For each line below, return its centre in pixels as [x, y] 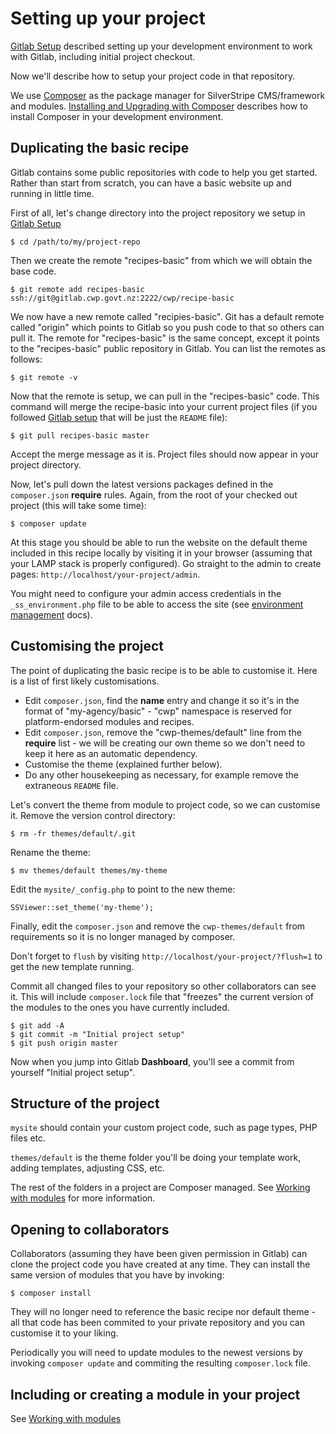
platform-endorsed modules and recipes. [109, 721]
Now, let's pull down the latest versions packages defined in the [142, 484]
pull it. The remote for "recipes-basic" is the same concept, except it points [165, 338]
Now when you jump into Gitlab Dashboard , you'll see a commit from [152, 1061]
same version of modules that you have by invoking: [117, 1275]
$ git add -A [37, 1025]
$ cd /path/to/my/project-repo [75, 242]
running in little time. [52, 193]
